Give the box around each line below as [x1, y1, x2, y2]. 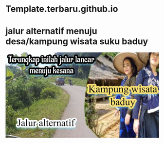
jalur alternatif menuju [5, 26, 97, 37]
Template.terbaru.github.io [5, 3, 118, 15]
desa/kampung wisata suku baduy [5, 36, 148, 47]
